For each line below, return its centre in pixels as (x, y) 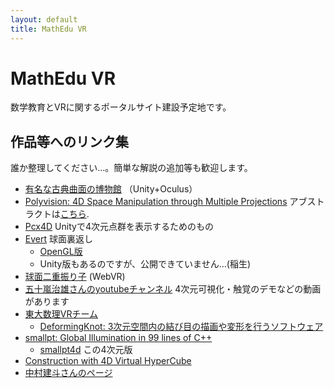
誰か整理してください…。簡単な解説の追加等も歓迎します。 (131, 168)
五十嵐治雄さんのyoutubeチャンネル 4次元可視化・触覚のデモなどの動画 (173, 289)
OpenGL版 (61, 252)
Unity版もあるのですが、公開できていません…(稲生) (145, 264)
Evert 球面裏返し (58, 239)
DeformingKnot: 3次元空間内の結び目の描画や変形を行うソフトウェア (181, 327)
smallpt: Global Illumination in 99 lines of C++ (118, 338)
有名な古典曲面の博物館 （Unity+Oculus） (111, 189)
